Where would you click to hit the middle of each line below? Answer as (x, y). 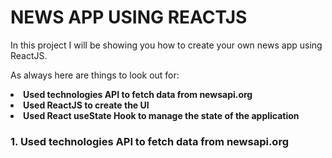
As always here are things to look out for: (95, 75)
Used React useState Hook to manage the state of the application (161, 115)
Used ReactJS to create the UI (86, 105)
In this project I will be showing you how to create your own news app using (166, 45)
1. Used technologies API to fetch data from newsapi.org (149, 141)
